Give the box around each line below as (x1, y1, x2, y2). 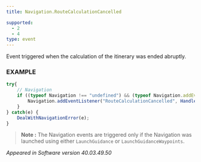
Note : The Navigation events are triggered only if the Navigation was (20, 131, 192, 139)
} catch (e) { (6, 109, 39, 115)
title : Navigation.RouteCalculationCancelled (6, 8, 121, 15)
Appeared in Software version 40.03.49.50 (6, 149, 112, 157)
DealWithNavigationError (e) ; (17, 115, 90, 121)
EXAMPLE (6, 68, 36, 76)
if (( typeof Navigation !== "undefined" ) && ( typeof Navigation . (17, 92, 184, 99)
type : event (6, 37, 36, 43)
